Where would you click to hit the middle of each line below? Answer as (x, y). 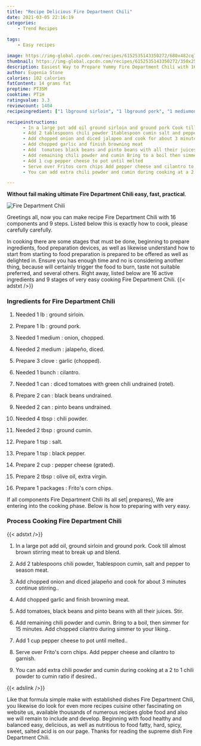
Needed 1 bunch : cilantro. (47, 372)
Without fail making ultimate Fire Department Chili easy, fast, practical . (97, 194)
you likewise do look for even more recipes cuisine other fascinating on (94, 705)
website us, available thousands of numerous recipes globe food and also (97, 712)
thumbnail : (20, 61)
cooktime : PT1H (26, 95)
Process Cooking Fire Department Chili (64, 521)
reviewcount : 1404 (30, 106)
